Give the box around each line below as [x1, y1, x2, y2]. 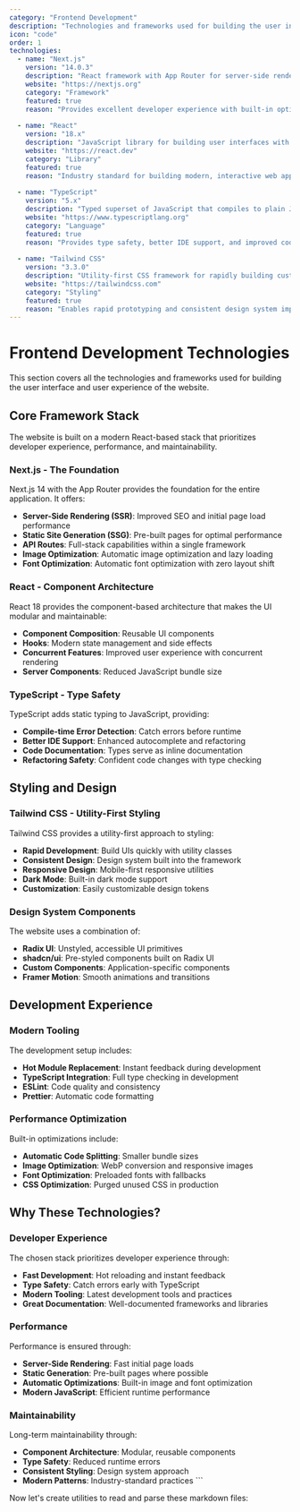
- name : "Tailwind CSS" [17, 254, 105, 264]
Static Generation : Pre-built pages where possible [21, 1367, 209, 1379]
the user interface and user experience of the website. [9, 382, 210, 393]
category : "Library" [25, 154, 102, 164]
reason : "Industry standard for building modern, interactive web [25, 171, 278, 180]
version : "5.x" [25, 196, 82, 206]
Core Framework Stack [9, 408, 140, 423]
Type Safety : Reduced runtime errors [21, 1456, 161, 1467]
